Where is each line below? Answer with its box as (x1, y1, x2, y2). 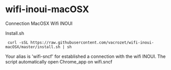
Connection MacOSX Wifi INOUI (5, 20, 73, 26)
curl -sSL (7, 40, 29, 45)
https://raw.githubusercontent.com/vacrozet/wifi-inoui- (30, 40, 154, 45)
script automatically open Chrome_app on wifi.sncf (5, 58, 112, 64)
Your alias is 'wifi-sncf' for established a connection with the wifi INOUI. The (5, 53, 166, 59)
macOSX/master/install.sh (5, 44, 60, 49)
